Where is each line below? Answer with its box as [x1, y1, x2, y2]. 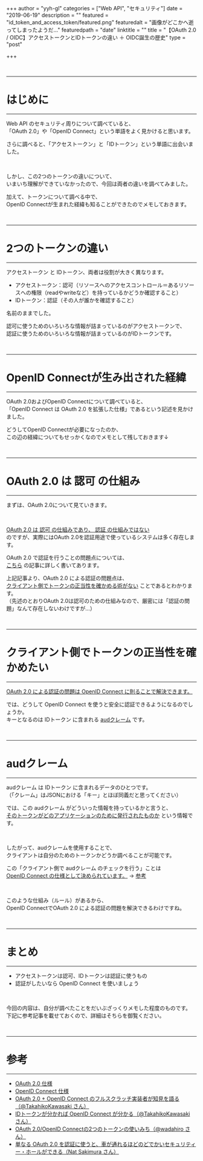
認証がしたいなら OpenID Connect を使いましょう [14, 980, 140, 987]
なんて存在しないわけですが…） [16, 605, 95, 612]
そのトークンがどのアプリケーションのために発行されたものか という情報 [6, 812, 188, 819]
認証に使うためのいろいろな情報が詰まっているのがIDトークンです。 [6, 329, 175, 337]
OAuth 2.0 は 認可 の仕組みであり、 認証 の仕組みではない [6, 526, 150, 533]
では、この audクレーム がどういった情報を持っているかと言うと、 [6, 804, 172, 811]
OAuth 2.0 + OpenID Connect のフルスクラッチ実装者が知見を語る [14, 1095, 180, 1102]
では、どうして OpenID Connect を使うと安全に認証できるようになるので [6, 701, 188, 708]
